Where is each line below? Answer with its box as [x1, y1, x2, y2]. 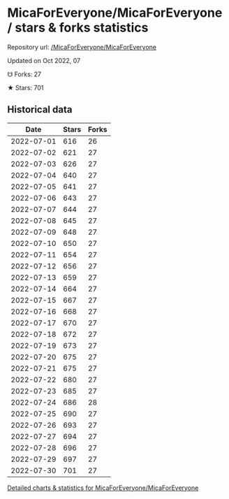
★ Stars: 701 [7, 83, 44, 92]
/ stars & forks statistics [7, 20, 149, 36]
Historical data [7, 103, 73, 116]
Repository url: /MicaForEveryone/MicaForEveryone [7, 43, 157, 51]
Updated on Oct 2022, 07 [7, 56, 81, 64]
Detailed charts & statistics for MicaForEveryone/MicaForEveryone [7, 484, 199, 492]
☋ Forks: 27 [7, 70, 42, 78]
